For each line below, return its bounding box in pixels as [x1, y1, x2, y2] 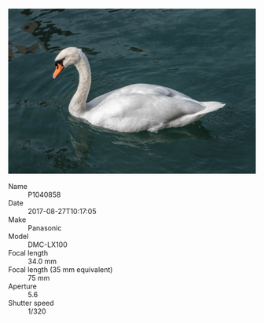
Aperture [8, 281, 37, 291]
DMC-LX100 [27, 240, 68, 249]
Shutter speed [8, 298, 54, 307]
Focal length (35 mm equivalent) [8, 264, 113, 274]
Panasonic [27, 223, 62, 232]
